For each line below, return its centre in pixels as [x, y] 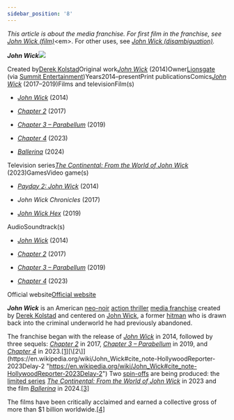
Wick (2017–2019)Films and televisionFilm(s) [71, 84]
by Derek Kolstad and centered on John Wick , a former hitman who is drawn [117, 315]
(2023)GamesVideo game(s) [48, 173]
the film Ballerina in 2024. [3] [48, 388]
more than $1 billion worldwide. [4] [56, 409]
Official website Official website [52, 294]
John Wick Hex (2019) [49, 213]
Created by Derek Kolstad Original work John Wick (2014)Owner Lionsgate [111, 69]
